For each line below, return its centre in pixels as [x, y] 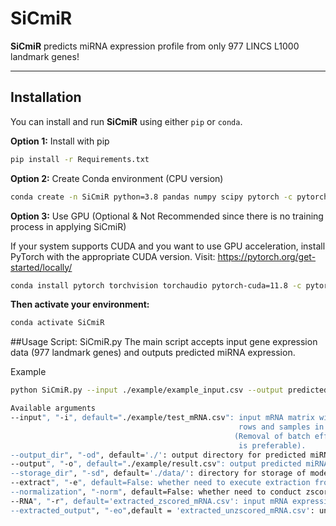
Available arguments [53, 408]
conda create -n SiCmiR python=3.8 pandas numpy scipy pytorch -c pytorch [169, 197]
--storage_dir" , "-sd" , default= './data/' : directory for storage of [158, 473]
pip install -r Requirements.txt [80, 159]
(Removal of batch [272, 436]
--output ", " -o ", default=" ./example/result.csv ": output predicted [156, 464]
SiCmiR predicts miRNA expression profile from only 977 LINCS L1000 [155, 46]
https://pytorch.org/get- [267, 256]
